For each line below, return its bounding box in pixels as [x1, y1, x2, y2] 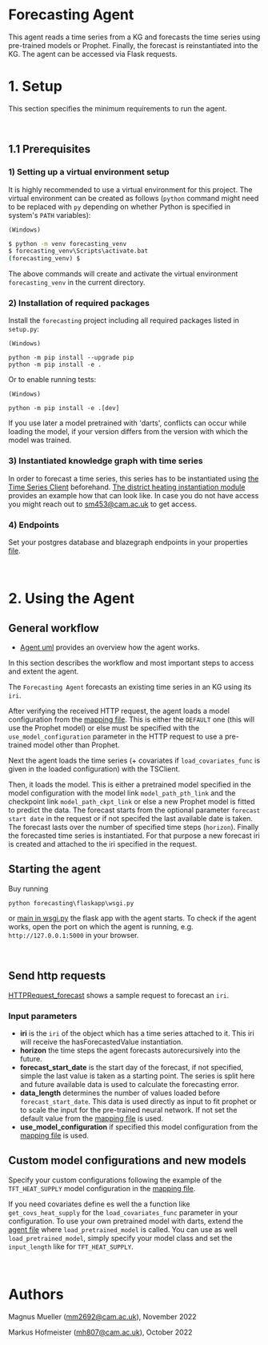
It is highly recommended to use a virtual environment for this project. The [8, 184, 253, 194]
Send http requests [8, 969, 106, 983]
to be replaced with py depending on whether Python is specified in [8, 202, 230, 211]
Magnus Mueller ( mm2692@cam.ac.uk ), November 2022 [8, 1311, 198, 1321]
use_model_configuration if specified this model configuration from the [19, 1122, 258, 1131]
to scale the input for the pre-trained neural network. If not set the [19, 1105, 238, 1114]
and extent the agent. [8, 666, 79, 676]
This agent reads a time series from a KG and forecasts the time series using [8, 32, 261, 42]
